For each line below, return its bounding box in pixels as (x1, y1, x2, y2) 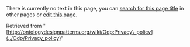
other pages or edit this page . (6, 11, 78, 18)
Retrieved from (6, 23, 42, 29)
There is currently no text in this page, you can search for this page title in (6, 5, 184, 12)
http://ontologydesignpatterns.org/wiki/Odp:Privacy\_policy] (8, 28, 153, 35)
